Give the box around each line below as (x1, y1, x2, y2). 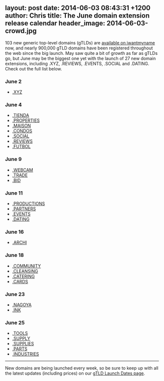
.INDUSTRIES (12, 351, 39, 357)
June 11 (5, 189, 23, 196)
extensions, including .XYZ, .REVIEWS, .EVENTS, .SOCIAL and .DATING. (5, 61, 150, 67)
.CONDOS (12, 128, 33, 134)
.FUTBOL (12, 144, 31, 150)
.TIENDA (12, 112, 29, 118)
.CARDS (12, 278, 28, 284)
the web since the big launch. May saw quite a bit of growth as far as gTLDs (5, 50, 158, 56)
